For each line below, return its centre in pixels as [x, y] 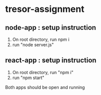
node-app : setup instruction [50, 28]
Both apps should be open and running [45, 87]
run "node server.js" [33, 45]
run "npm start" [28, 78]
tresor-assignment [45, 9]
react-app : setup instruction [51, 60]
